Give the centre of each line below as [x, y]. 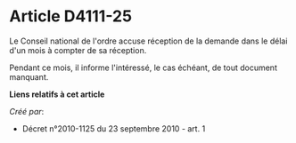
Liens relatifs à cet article [57, 94]
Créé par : [27, 111]
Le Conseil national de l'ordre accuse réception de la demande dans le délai [148, 41]
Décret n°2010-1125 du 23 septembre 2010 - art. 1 [114, 128]
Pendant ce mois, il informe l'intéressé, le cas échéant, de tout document [144, 68]
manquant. [29, 76]
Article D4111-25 [70, 16]
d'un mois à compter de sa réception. [78, 50]
